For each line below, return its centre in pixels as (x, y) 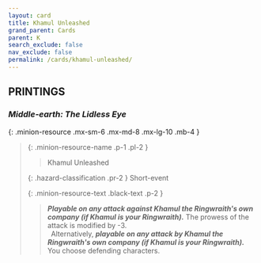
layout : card (30, 15)
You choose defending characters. (104, 250)
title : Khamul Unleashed (49, 23)
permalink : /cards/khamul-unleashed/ (70, 60)
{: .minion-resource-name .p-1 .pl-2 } (88, 147)
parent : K (25, 38)
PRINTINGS (37, 92)
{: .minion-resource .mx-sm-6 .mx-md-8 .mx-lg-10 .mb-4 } (104, 131)
